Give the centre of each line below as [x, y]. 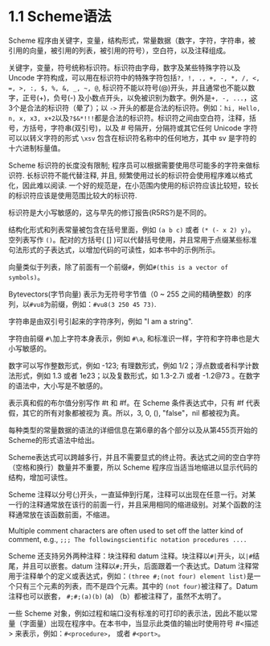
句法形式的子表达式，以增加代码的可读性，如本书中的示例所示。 [114, 250]
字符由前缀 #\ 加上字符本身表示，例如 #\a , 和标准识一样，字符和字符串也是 [131, 338]
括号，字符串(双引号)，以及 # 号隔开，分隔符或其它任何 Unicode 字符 [144, 128]
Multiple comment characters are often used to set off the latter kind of [126, 530]
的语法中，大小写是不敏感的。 [57, 385]
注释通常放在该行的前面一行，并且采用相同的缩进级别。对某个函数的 [142, 504]
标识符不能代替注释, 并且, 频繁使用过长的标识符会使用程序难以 [136, 175]
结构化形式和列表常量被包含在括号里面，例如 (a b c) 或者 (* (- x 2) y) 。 [132, 230]
